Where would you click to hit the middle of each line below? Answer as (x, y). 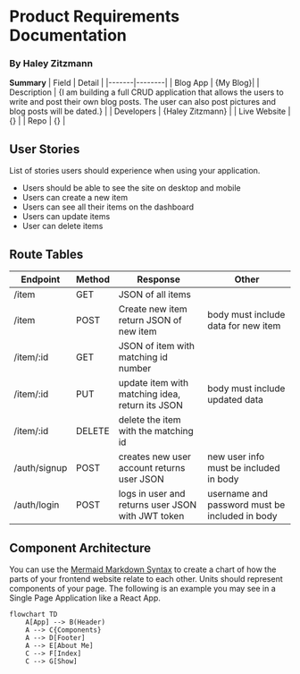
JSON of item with (156, 346)
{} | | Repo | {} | (37, 121)
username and (237, 494)
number (135, 369)
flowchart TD (33, 614)
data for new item (244, 326)
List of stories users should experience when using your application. (135, 171)
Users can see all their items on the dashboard (108, 207)
